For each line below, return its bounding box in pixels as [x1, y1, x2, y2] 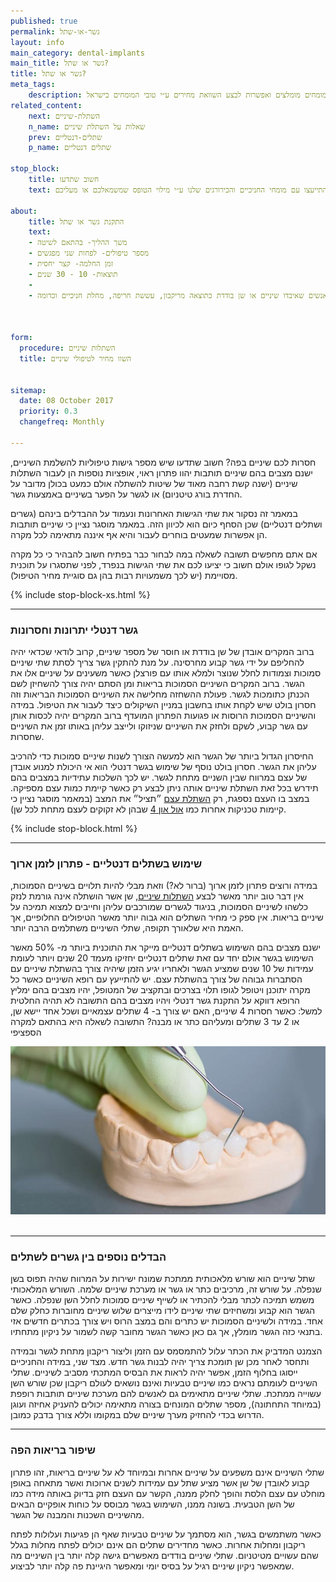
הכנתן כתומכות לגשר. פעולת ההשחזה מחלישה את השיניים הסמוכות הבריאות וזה [10, 688, 310, 700]
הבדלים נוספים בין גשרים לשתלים [10, 1250, 167, 1264]
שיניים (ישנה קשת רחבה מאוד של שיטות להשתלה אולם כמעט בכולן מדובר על [10, 477, 298, 489]
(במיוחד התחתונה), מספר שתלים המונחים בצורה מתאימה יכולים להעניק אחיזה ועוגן [10, 1398, 322, 1410]
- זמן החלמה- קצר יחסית [28, 259, 114, 269]
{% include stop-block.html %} [10, 823, 138, 835]
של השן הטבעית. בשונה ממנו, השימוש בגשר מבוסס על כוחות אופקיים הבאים [10, 1498, 295, 1510]
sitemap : [10, 385, 47, 395]
